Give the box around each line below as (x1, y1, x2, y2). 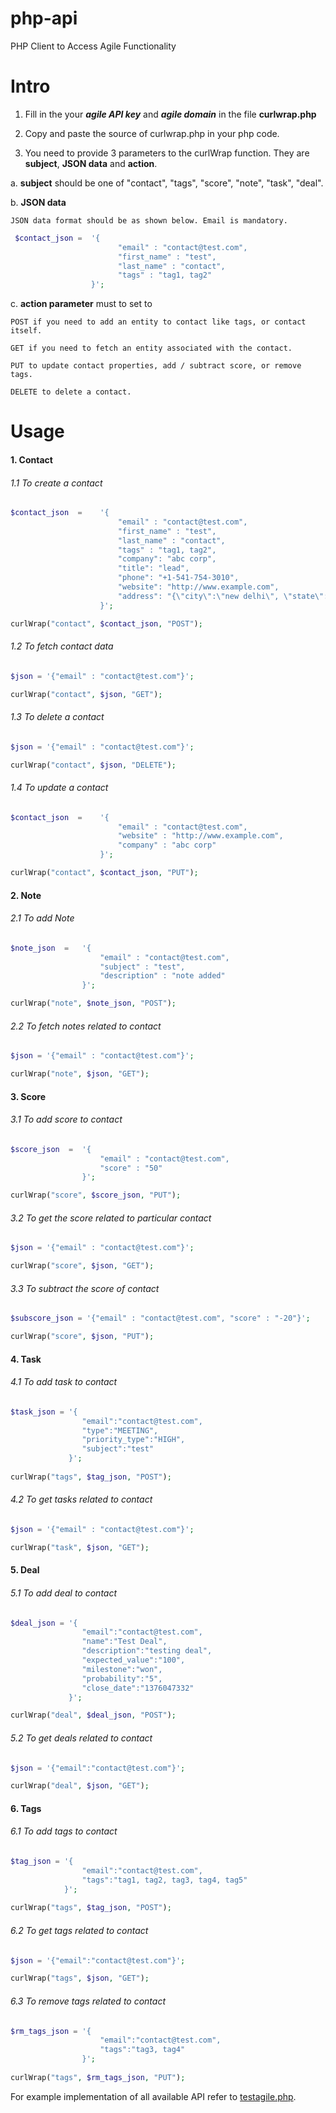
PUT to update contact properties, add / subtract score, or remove (10, 361, 302, 371)
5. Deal (10, 1564, 40, 1576)
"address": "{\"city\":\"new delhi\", (117, 591, 280, 601)
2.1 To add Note (10, 912, 75, 924)
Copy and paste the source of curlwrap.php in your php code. (24, 127, 280, 139)
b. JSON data (10, 196, 67, 208)
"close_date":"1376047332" (81, 1683, 195, 1693)
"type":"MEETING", (81, 1425, 159, 1436)
